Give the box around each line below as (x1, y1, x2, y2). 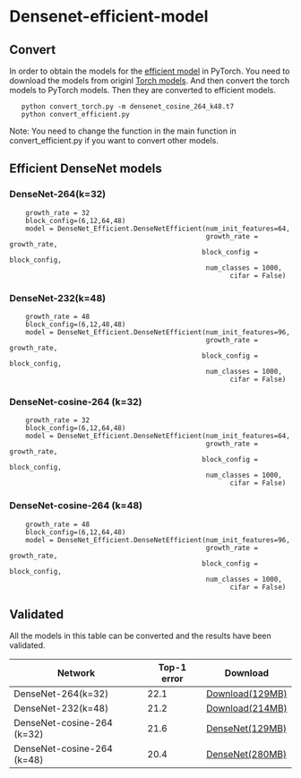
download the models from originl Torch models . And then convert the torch (9, 75, 290, 86)
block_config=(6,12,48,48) (25, 320, 126, 329)
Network (56, 667, 96, 679)
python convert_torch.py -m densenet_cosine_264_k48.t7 (21, 102, 235, 111)
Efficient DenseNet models (9, 161, 163, 177)
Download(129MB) (205, 687, 288, 700)
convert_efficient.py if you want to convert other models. (9, 135, 219, 145)
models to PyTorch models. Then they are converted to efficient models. (9, 85, 276, 95)
